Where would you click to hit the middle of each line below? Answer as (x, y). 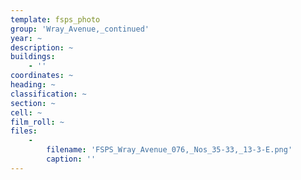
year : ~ (26, 38)
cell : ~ (26, 112)
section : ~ (33, 103)
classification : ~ (48, 94)
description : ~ (42, 47)
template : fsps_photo (55, 19)
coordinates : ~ (42, 76)
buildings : (33, 57)
